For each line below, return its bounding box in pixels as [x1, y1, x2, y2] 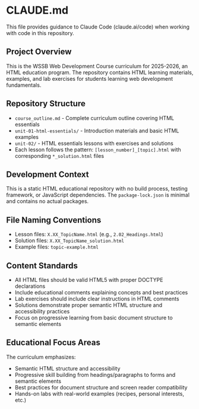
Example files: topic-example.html [14, 243, 99, 251]
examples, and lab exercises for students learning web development [6, 75, 173, 82]
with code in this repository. [6, 29, 74, 36]
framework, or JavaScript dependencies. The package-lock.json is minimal [6, 191, 190, 199]
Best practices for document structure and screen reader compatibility [14, 383, 188, 391]
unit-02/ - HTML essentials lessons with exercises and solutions [14, 139, 173, 147]
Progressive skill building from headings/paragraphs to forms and [14, 371, 176, 378]
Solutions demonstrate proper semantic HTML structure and [14, 302, 163, 309]
